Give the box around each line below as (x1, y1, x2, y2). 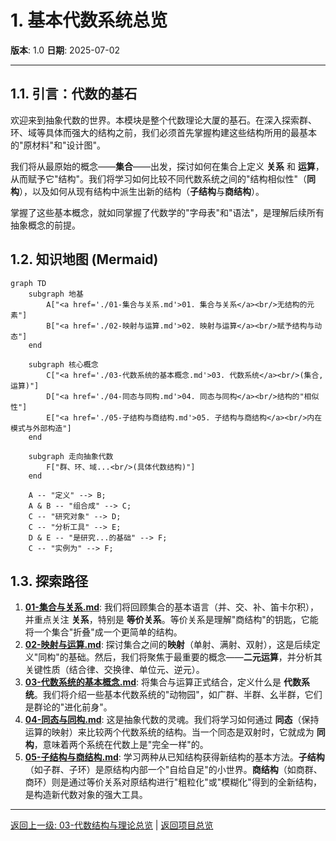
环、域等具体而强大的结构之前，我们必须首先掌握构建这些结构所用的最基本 (10, 126, 317, 138)
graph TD (10, 278, 47, 288)
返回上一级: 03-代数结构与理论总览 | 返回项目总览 (10, 819, 214, 831)
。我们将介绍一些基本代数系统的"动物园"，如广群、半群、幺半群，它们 (33, 689, 323, 701)
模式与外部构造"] (10, 423, 72, 433)
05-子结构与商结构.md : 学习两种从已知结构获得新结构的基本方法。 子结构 (24, 751, 325, 763)
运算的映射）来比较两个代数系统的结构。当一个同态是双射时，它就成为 (24, 726, 315, 738)
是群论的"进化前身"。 (24, 701, 113, 713)
